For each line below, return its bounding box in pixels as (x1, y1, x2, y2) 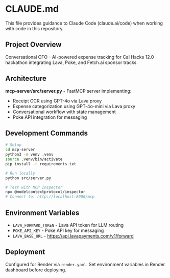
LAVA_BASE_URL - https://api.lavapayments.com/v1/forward (12, 232, 134, 239)
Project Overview (5, 40, 62, 49)
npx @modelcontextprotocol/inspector (5, 189, 86, 195)
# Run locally (5, 170, 36, 176)
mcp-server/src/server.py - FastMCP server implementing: (5, 88, 132, 94)
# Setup (5, 142, 22, 147)
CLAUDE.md (5, 3, 59, 15)
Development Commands (5, 129, 88, 137)
